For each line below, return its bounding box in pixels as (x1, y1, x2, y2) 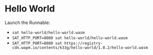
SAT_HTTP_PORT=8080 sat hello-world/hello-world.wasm (12, 35, 128, 40)
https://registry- (64, 40, 103, 45)
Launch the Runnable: (5, 19, 50, 25)
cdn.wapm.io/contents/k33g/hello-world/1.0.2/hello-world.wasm (12, 45, 148, 50)
